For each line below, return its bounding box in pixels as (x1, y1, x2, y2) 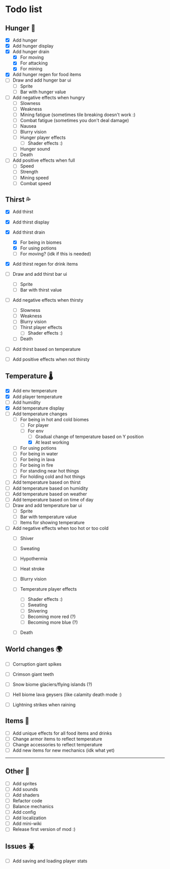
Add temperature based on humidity (12, 485, 89, 491)
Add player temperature (12, 393, 62, 400)
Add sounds (12, 786, 38, 792)
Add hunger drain (12, 49, 50, 55)
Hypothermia (20, 556, 48, 562)
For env (27, 427, 44, 434)
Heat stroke (20, 566, 45, 572)
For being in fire (20, 462, 54, 468)
